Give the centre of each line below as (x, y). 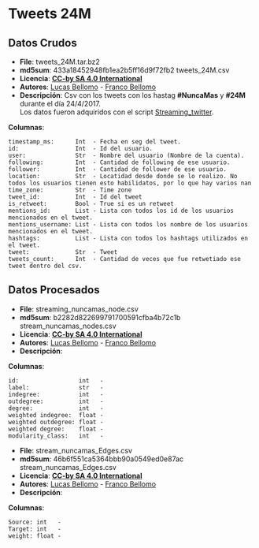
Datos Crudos (43, 43)
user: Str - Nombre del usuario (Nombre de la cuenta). (126, 155)
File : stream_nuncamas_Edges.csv (76, 450)
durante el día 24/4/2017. (60, 104)
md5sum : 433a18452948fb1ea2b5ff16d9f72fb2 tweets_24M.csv (124, 70)
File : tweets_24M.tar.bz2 (60, 62)
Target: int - (35, 529)
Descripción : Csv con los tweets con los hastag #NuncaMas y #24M (133, 95)
